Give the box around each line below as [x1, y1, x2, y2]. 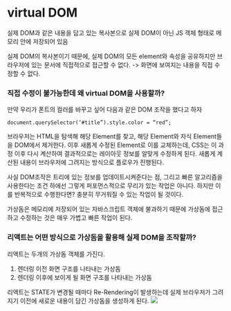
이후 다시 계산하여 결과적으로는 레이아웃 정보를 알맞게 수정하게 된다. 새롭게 [14, 150, 216, 158]
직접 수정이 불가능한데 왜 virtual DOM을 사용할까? [7, 88, 165, 98]
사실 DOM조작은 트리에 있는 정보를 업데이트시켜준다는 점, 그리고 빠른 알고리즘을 [7, 173, 223, 181]
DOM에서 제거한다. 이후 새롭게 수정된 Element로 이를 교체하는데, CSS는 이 [14, 141, 217, 150]
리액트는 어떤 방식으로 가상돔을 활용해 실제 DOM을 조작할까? [7, 233, 197, 242]
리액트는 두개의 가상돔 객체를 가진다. [7, 249, 105, 258]
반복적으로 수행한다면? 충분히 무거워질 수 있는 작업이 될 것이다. [14, 190, 184, 199]
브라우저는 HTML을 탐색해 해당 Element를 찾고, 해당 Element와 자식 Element [7, 132, 216, 141]
